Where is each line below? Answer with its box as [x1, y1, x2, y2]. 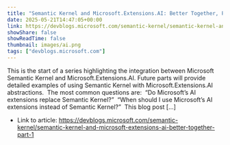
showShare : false [7, 29, 57, 36]
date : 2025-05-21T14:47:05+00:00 [7, 16, 103, 23]
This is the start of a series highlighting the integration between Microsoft [7, 66, 214, 75]
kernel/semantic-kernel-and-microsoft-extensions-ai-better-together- [16, 123, 216, 131]
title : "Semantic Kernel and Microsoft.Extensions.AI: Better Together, [7, 10, 219, 17]
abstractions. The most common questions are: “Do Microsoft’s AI [7, 88, 196, 96]
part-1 [16, 130, 34, 138]
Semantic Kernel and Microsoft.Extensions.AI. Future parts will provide [7, 74, 206, 82]
